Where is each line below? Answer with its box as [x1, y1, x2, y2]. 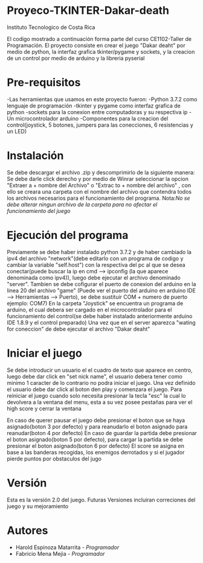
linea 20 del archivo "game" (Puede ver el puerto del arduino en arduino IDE [7, 287, 196, 294]
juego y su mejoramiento [7, 502, 69, 510]
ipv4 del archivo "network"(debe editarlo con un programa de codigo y [7, 255, 184, 262]
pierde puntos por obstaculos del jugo [7, 455, 102, 462]
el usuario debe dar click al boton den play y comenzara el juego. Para [7, 386, 182, 393]
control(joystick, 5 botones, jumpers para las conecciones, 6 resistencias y [7, 121, 194, 129]
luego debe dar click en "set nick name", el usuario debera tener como [7, 372, 183, 380]
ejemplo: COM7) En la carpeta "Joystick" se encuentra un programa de [7, 299, 184, 307]
